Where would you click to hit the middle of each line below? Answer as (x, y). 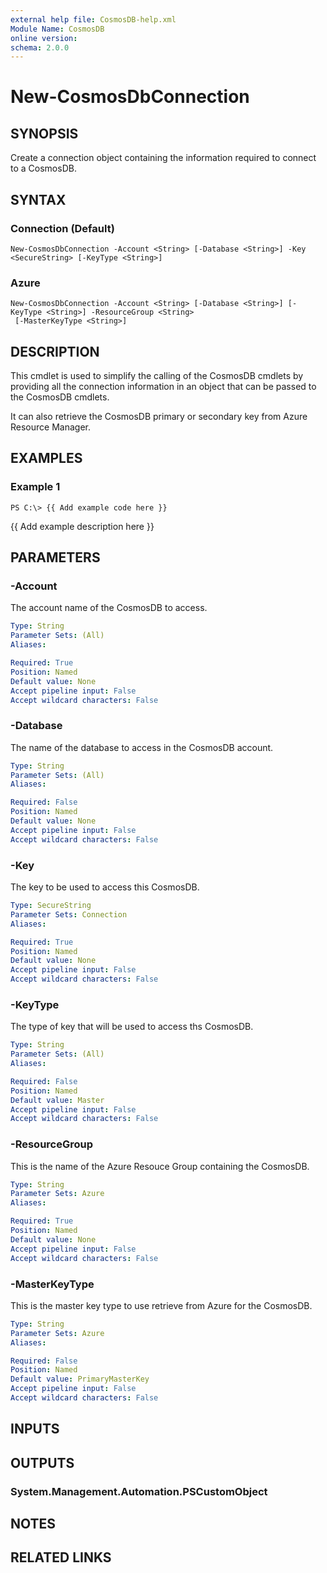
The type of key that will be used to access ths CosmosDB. (132, 1027)
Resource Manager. (50, 427)
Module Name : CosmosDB (57, 29)
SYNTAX (38, 199)
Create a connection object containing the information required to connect (163, 158)
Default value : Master (57, 1100)
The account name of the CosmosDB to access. (109, 608)
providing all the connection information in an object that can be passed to (163, 387)
